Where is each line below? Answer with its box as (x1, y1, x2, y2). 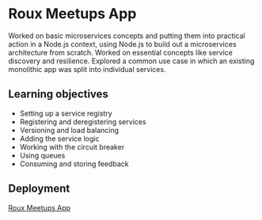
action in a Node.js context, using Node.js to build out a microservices (8, 39, 237, 48)
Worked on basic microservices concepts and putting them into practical (8, 31, 245, 40)
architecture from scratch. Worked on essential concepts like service (8, 47, 234, 57)
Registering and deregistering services (19, 116, 146, 127)
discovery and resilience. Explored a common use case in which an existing (8, 56, 255, 66)
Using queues (19, 150, 66, 160)
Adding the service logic (19, 134, 100, 143)
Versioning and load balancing (19, 125, 120, 135)
